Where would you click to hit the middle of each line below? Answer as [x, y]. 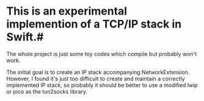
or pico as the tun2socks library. [47, 91]
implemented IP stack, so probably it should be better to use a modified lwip [102, 85]
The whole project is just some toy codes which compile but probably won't [102, 54]
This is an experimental [67, 11]
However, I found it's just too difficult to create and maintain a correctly [96, 78]
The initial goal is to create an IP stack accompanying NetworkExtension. [98, 72]
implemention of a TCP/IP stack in [94, 24]
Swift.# [25, 37]
